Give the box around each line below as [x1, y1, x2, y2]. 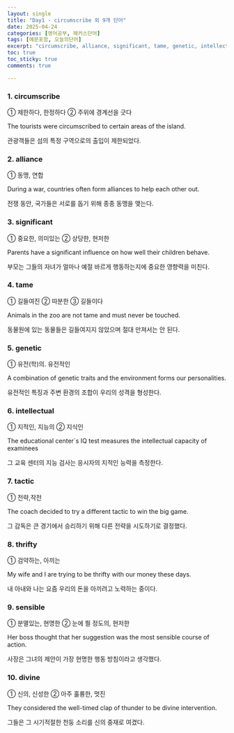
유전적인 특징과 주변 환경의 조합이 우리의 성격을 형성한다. [7, 388, 162, 397]
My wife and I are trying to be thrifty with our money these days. [7, 570, 192, 578]
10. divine [7, 673, 40, 683]
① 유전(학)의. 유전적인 [7, 360, 71, 369]
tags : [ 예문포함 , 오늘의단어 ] [7, 36, 82, 43]
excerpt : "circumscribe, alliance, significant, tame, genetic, [7, 43, 198, 50]
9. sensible [7, 602, 45, 612]
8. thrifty [7, 539, 38, 549]
